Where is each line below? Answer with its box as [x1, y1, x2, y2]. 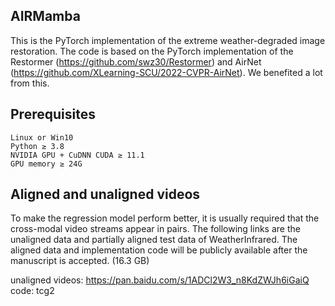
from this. [10, 77, 50, 89]
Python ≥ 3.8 [10, 141, 65, 151]
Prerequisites [10, 106, 96, 123]
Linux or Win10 [10, 132, 74, 143]
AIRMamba [10, 8, 81, 25]
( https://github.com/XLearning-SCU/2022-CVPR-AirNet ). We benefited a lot [10, 66, 323, 78]
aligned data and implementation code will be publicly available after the [10, 244, 308, 256]
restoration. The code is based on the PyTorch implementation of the [10, 45, 294, 57]
